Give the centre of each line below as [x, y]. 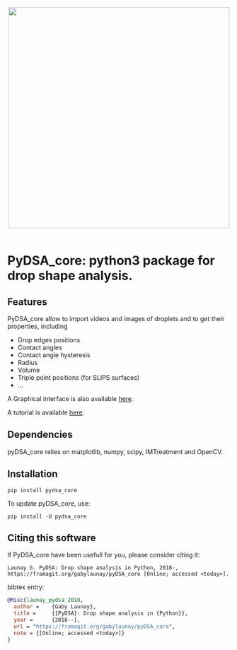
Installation [33, 474]
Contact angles [40, 347]
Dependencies [40, 435]
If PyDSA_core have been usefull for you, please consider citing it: [104, 555]
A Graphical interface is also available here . [70, 399]
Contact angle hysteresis [54, 355]
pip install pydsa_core [42, 490]
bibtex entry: [26, 587]
